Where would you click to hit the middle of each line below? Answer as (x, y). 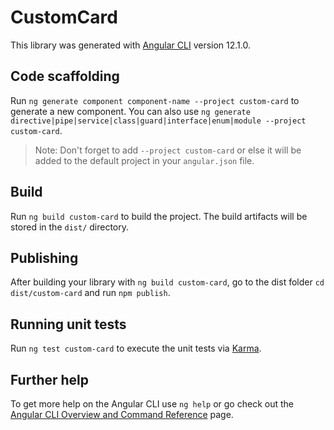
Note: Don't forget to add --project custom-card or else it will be (168, 150)
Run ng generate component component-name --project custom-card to (155, 100)
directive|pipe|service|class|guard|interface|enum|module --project (158, 121)
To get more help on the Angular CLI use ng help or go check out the (152, 404)
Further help (50, 379)
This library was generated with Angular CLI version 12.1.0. (130, 45)
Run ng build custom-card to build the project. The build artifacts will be (159, 216)
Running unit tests (68, 324)
